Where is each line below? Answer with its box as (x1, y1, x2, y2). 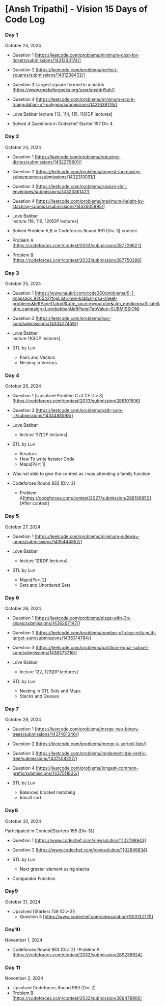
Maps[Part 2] (19, 577, 47, 583)
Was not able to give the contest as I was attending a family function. (12, 471, 152, 477)
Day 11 (5, 964, 21, 971)
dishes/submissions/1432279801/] (12, 159, 82, 165)
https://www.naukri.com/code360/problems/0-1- (36, 290, 136, 296)
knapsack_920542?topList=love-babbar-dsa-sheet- (12, 295, 118, 301)
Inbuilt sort (19, 795, 42, 801)
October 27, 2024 (5, 524, 41, 530)
